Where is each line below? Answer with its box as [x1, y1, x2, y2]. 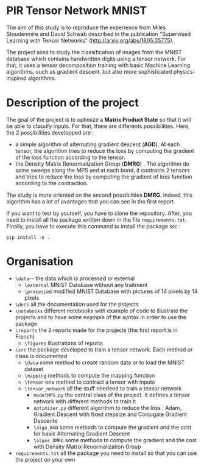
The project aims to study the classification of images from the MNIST [6, 48, 183, 55]
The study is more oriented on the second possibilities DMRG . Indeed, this [6, 191, 193, 199]
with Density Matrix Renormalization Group [33, 443, 141, 450]
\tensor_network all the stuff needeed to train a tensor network [24, 384, 182, 392]
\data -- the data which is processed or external [15, 275, 135, 282]
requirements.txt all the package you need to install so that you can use [15, 449, 197, 457]
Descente [33, 417, 58, 424]
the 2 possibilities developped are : [6, 129, 94, 136]
